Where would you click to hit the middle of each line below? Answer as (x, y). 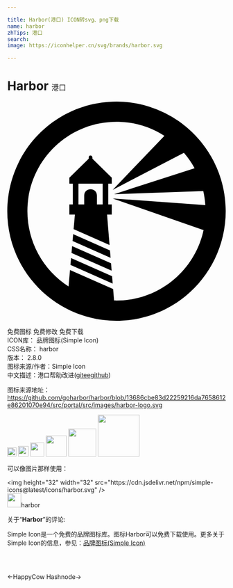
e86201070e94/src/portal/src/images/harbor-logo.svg (85, 405)
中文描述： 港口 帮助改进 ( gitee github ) (59, 375)
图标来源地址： (28, 390)
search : (18, 39)
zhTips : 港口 (25, 33)
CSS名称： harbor (33, 349)
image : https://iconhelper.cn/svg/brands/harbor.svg (85, 46)
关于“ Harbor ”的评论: (36, 520)
